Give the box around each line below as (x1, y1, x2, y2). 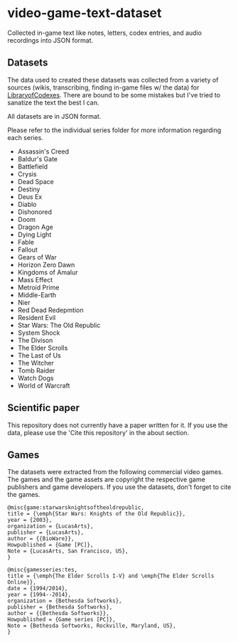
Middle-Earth (17, 290, 57, 299)
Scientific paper (7, 402, 80, 414)
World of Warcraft (17, 381, 70, 390)
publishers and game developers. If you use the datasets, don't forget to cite (7, 483, 232, 491)
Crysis (17, 169, 37, 178)
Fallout (17, 245, 38, 254)
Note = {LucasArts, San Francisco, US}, (7, 547, 129, 555)
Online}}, (7, 579, 37, 586)
